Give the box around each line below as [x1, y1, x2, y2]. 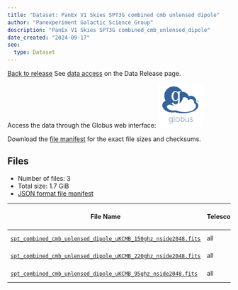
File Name [90, 213, 121, 221]
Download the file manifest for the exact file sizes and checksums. [7, 135, 202, 143]
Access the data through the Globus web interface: [7, 121, 157, 129]
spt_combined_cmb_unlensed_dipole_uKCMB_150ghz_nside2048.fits [10, 235, 201, 242]
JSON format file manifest [17, 189, 94, 198]
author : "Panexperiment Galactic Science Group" [7, 18, 154, 26]
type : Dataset [13, 49, 55, 56]
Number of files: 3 [17, 174, 71, 182]
